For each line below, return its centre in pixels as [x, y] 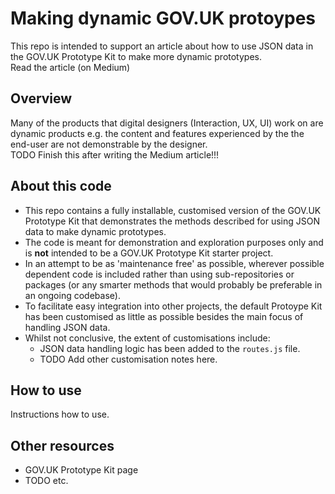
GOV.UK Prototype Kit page [81, 470]
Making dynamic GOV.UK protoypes [163, 18]
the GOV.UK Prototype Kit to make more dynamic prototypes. [136, 56]
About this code [61, 186]
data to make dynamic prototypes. [95, 231]
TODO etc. [46, 481]
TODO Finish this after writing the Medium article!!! [115, 154]
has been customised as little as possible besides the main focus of [164, 316]
